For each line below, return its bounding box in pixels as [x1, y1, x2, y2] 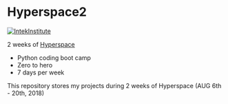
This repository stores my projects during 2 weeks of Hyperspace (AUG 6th [7, 81, 222, 90]
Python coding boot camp [17, 53, 92, 62]
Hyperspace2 [7, 4, 87, 20]
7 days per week [17, 68, 65, 76]
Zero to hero [17, 61, 53, 69]
